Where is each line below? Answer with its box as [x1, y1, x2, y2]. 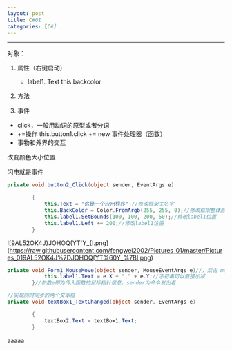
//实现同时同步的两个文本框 [7, 292, 76, 299]
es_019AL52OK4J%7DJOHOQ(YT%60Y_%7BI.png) [7, 253, 154, 262]
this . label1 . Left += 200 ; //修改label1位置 [43, 220, 164, 226]
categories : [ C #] [7, 23, 57, 30]
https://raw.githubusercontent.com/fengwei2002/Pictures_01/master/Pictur [9, 246, 223, 254]
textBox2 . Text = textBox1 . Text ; [43, 317, 137, 324]
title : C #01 [7, 17, 41, 23]
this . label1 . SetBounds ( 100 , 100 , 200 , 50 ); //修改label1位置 [43, 213, 217, 220]
